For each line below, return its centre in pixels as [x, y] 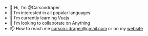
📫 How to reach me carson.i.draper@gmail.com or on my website [76, 28]
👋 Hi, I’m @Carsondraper [35, 8]
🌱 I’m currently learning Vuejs [39, 18]
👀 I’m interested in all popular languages [50, 13]
